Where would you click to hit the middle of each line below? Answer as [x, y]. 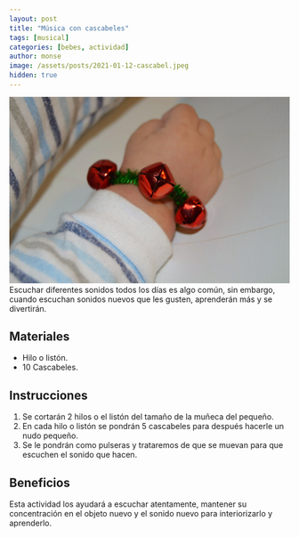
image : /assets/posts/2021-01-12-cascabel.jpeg [99, 66]
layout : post [33, 19]
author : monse [36, 57]
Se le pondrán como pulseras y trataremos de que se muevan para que [153, 445]
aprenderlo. [30, 523]
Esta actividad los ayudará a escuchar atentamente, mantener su [128, 504]
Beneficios [40, 482]
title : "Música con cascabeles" [69, 28]
